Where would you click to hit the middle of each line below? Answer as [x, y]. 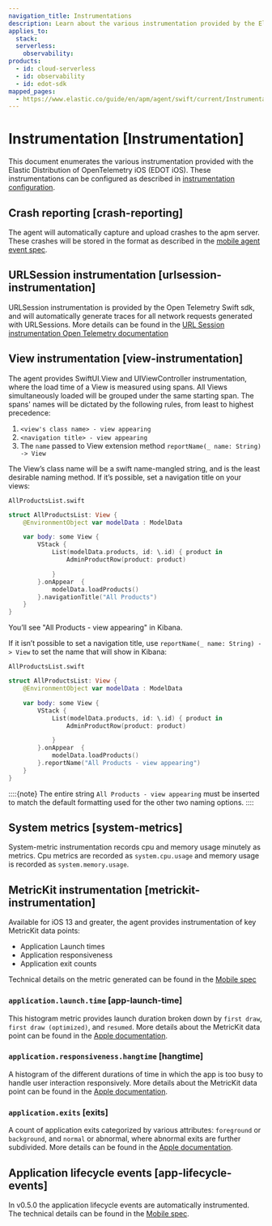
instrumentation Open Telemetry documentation [88, 333]
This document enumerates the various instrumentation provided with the [131, 161]
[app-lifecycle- [193, 1173]
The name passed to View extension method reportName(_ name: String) [140, 445]
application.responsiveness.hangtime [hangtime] [106, 1056]
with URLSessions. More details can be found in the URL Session [117, 325]
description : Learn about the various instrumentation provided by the [132, 24]
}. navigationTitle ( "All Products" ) [98, 597]
